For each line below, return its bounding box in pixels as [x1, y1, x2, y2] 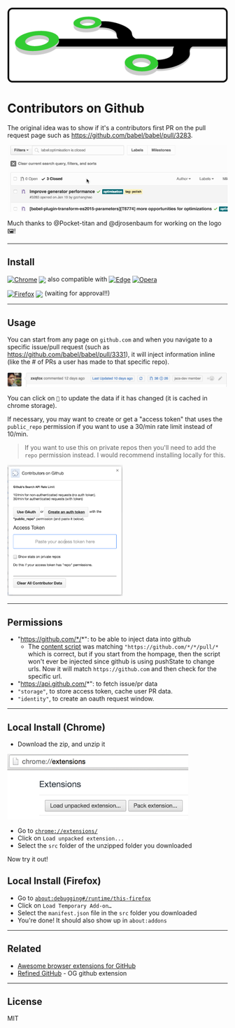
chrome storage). [7, 402, 57, 410]
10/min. [7, 430, 29, 438]
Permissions [7, 617, 63, 628]
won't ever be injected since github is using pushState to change [27, 657, 215, 666]
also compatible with [48, 274, 108, 283]
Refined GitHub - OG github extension [17, 969, 127, 977]
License [7, 996, 43, 1008]
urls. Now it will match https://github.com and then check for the [27, 665, 217, 673]
